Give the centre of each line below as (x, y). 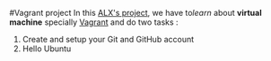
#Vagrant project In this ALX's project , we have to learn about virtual (135, 13)
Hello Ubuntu (47, 49)
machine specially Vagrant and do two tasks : (94, 22)
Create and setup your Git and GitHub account (108, 39)
